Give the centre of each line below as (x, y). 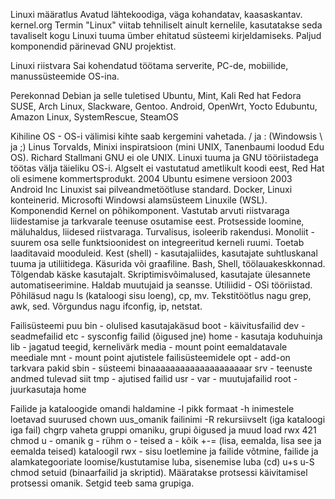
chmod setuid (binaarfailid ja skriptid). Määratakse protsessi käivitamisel (159, 472)
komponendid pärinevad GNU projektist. (93, 46)
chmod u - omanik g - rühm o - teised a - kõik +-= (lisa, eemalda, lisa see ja (166, 440)
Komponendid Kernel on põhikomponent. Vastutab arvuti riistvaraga (150, 210)
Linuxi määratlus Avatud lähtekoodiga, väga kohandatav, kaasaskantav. (156, 14)
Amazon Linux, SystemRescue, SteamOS (94, 117)
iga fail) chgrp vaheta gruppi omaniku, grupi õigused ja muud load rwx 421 (163, 430)
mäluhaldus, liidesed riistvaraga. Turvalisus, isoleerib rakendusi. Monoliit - (162, 232)
